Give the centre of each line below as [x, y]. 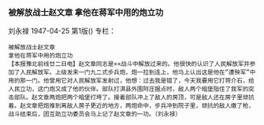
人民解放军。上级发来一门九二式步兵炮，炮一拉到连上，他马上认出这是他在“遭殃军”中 [138, 72]
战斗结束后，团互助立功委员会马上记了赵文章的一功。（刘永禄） [95, 114]
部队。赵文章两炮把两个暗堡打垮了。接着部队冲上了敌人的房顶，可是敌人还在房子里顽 [131, 97]
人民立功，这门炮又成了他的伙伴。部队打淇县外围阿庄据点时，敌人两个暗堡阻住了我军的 [128, 89]
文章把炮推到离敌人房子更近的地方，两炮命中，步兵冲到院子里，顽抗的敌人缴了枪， [140, 106]
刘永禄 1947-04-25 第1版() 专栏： [62, 31]
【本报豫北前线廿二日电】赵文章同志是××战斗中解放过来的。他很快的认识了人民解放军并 [129, 64]
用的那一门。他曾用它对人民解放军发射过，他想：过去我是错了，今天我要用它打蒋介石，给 [131, 81]
